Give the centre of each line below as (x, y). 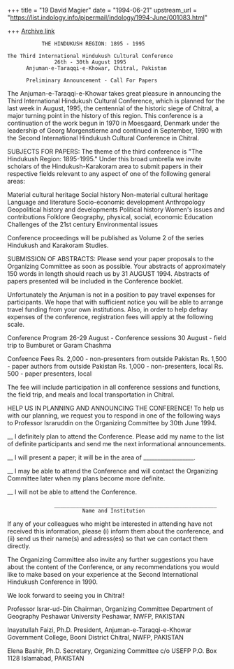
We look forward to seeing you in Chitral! (66, 595)
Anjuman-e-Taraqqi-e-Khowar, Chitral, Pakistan (96, 68)
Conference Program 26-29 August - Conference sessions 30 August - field (117, 338)
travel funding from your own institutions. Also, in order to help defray (108, 309)
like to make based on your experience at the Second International (103, 574)
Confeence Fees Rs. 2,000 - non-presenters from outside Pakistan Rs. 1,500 (117, 359)
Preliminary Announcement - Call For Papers (92, 80)
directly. (19, 546)
